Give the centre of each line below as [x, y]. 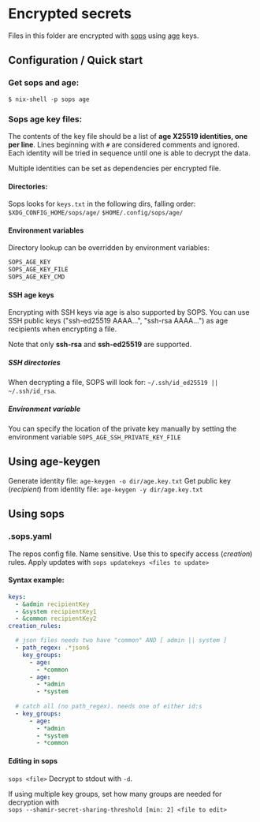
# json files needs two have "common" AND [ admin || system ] [121, 641]
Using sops [36, 514]
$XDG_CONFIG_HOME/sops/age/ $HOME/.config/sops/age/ [96, 213]
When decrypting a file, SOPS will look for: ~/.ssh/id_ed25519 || [113, 383]
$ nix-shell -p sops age [49, 99]
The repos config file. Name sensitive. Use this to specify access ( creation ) [130, 554]
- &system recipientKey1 [56, 611]
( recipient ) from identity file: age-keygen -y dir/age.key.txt [106, 489]
